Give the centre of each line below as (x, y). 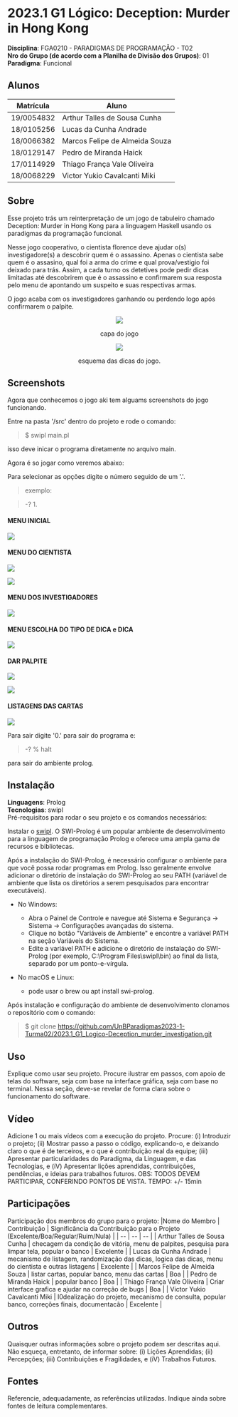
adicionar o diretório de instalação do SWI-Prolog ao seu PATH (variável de (117, 875)
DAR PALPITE (27, 661)
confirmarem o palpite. (41, 306)
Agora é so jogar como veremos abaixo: (66, 463)
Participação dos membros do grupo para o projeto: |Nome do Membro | (114, 1221)
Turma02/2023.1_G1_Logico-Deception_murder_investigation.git (118, 1034)
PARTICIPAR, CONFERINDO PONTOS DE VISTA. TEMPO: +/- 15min (105, 1182)
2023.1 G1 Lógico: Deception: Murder (119, 13)
